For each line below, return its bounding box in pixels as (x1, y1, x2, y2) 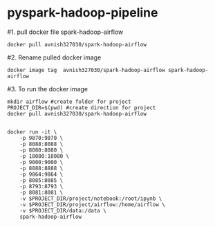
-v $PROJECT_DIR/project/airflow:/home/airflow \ (19, 201, 166, 208)
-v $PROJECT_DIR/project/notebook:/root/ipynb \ (19, 195, 162, 202)
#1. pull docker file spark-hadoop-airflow (7, 28, 124, 36)
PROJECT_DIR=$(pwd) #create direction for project (7, 104, 156, 111)
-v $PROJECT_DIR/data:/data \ (19, 207, 107, 214)
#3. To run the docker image (7, 84, 88, 93)
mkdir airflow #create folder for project (7, 98, 131, 105)
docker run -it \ (7, 128, 57, 136)
